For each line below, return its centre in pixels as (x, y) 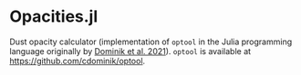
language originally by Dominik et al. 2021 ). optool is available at (130, 51)
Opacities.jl (54, 17)
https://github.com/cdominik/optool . (78, 61)
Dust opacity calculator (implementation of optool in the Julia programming (151, 42)
